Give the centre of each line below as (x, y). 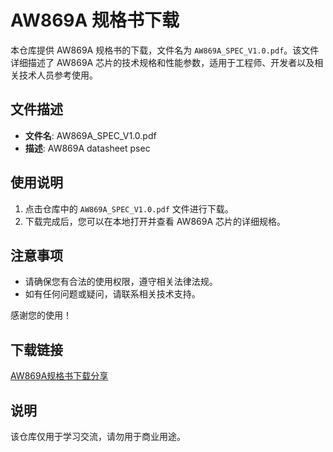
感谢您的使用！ (41, 315)
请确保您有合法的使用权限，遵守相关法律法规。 (121, 282)
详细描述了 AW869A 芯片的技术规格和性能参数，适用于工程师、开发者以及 (162, 62)
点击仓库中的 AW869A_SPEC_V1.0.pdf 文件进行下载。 (129, 208)
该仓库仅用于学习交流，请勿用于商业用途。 (98, 436)
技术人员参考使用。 (58, 75)
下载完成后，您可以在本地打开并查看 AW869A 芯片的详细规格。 (155, 221)
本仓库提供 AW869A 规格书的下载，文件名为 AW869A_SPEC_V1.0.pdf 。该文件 (165, 50)
